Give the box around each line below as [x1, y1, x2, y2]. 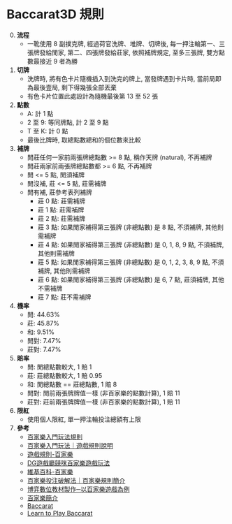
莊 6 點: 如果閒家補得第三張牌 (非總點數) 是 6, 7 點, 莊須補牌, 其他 [37, 275, 224, 284]
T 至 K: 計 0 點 [27, 126, 68, 135]
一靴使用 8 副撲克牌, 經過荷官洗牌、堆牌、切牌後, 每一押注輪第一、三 [27, 39, 226, 48]
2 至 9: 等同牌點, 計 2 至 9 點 [27, 118, 109, 126]
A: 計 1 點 [27, 109, 54, 117]
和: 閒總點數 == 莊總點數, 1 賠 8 [27, 380, 117, 388]
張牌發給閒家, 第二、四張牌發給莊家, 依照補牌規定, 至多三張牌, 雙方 [27, 48, 219, 57]
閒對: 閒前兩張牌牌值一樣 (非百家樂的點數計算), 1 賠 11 [27, 388, 180, 397]
